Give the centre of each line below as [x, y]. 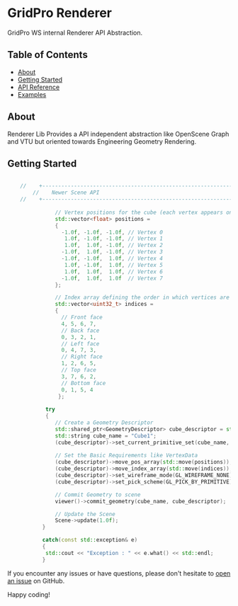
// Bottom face [84, 383]
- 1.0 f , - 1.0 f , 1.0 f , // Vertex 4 [112, 258]
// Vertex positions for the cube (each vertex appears [139, 212]
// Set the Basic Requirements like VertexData [126, 456]
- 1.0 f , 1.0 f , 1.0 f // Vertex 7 [112, 278]
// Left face [80, 344]
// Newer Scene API [66, 193]
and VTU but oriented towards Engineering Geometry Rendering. [102, 141]
